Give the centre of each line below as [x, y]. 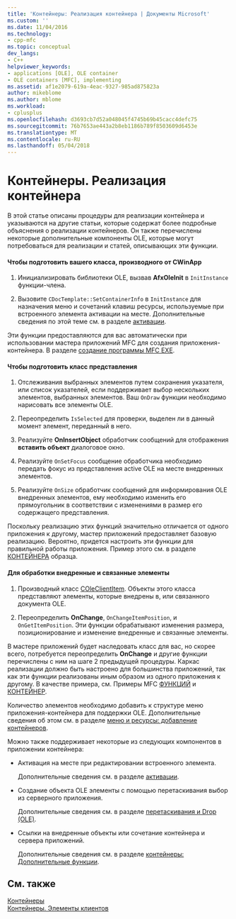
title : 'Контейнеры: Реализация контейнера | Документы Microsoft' [109, 14]
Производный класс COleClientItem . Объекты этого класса [106, 589]
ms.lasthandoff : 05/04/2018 [49, 146]
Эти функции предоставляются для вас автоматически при [97, 335]
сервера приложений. [51, 840]
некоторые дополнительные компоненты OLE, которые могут [101, 238]
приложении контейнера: [46, 749]
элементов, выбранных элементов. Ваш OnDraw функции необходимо [122, 397]
